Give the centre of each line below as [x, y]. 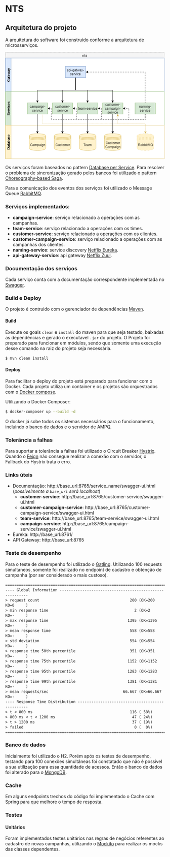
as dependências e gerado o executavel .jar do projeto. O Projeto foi [78, 337]
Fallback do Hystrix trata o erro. [38, 462]
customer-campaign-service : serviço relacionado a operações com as [87, 239]
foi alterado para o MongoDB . [36, 772]
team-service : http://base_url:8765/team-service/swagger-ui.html [90, 518]
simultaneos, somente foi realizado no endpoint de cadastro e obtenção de [83, 569]
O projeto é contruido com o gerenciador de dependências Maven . [75, 309]
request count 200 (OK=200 [82, 600]
